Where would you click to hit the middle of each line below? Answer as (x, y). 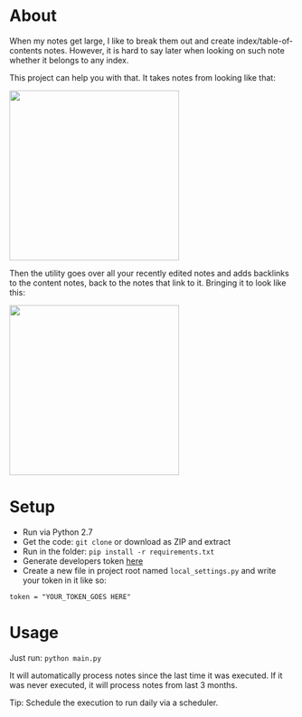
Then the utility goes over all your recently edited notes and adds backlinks (149, 273)
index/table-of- (265, 41)
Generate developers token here (83, 561)
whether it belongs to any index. (69, 60)
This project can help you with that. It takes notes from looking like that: (142, 77)
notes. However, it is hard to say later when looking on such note (164, 50)
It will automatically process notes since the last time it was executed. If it (146, 675)
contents (26, 50)
